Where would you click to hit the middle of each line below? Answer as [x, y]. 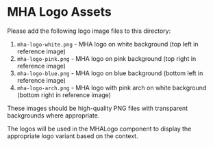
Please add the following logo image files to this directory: [89, 31]
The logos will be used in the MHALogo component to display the [99, 129]
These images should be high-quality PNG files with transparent [98, 108]
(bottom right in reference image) [64, 95]
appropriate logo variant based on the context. [73, 136]
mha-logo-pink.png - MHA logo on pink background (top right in [106, 58]
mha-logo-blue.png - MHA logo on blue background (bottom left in [110, 73]
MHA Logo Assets [59, 12]
